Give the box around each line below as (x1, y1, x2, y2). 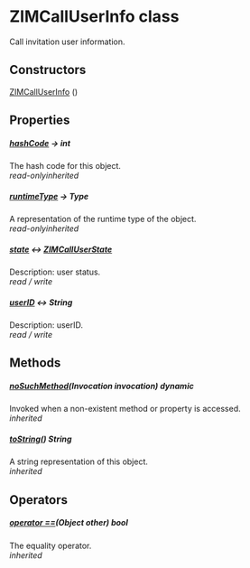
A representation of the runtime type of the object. (9, 214, 197, 225)
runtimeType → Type (9, 191, 89, 201)
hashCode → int (9, 137, 70, 148)
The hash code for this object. (9, 161, 122, 172)
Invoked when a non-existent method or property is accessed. (9, 404, 241, 414)
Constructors (9, 62, 87, 78)
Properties (9, 113, 70, 128)
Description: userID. (9, 320, 84, 331)
